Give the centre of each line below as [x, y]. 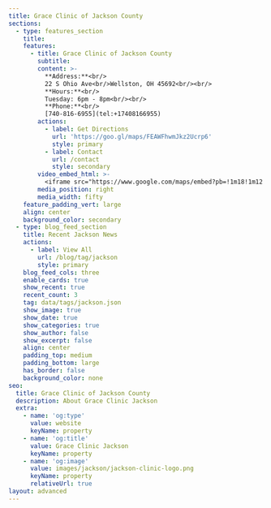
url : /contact [75, 159]
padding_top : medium [58, 355]
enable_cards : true [56, 280]
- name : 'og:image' [56, 461]
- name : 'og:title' [56, 438]
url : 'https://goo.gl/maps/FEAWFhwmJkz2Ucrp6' [132, 136]
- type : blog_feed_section [61, 227]
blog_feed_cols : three [61, 273]
